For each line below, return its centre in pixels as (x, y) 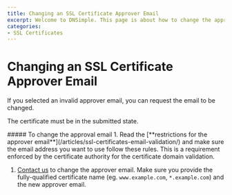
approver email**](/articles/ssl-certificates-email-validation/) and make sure (116, 142)
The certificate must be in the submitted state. (73, 121)
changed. (21, 108)
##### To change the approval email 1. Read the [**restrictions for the (107, 134)
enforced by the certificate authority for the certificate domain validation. (111, 156)
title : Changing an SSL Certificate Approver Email (83, 13)
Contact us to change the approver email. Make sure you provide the (115, 170)
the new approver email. (51, 185)
